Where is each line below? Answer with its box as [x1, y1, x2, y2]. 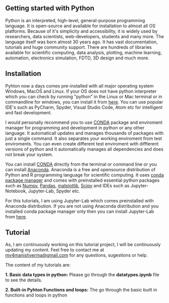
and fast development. [5, 109, 52, 115]
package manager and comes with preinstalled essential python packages [5, 177, 160, 183]
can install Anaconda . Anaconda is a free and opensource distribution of [5, 166, 156, 173]
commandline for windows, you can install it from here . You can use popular [5, 99, 163, 105]
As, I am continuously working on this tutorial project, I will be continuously [5, 242, 161, 248]
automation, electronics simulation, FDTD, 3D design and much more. [5, 55, 150, 61]
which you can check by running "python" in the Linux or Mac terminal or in [5, 93, 162, 100]
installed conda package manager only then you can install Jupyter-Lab [5, 208, 154, 214]
